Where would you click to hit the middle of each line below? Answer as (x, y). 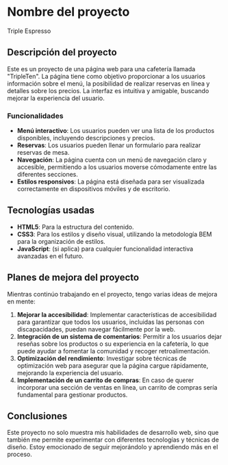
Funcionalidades (35, 116)
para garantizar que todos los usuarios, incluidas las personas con (111, 322)
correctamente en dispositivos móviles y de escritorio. (93, 189)
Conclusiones (37, 416)
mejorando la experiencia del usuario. (70, 373)
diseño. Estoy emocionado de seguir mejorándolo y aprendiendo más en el (113, 447)
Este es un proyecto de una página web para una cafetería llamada (101, 68)
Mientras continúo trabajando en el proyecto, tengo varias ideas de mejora (112, 294)
